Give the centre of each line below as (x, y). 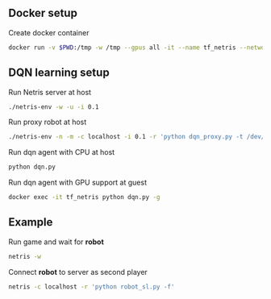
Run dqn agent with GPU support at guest (78, 183)
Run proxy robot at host (48, 122)
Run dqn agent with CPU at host (62, 152)
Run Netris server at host (50, 92)
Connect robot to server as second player (78, 272)
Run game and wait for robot (56, 242)
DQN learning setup (59, 73)
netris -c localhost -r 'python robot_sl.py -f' (92, 287)
